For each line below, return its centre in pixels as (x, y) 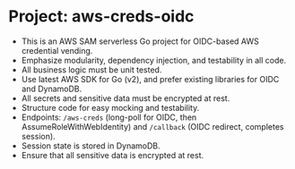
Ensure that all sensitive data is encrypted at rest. (113, 155)
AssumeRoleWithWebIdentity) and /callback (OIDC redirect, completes (152, 126)
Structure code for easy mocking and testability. (110, 107)
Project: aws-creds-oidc (101, 17)
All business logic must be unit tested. (91, 70)
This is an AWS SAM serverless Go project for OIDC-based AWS (140, 41)
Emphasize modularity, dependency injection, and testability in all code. (154, 60)
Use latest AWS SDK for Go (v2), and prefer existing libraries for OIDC (150, 79)
